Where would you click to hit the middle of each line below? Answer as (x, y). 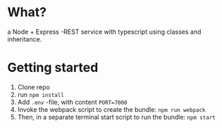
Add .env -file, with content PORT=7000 (72, 102)
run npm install (41, 94)
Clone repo (34, 87)
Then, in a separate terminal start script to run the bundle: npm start (117, 117)
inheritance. (25, 39)
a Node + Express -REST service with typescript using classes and (104, 32)
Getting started (53, 68)
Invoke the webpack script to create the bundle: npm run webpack (111, 109)
